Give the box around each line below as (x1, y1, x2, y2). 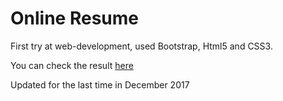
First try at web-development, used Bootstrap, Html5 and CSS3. (10, 40, 273, 52)
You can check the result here (10, 59, 134, 71)
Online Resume (10, 7, 139, 30)
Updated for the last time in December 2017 (10, 78, 190, 91)
